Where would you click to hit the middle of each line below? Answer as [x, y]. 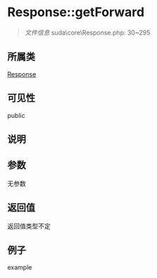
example [20, 267]
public [17, 115]
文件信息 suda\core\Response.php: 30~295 [87, 32]
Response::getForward [76, 12]
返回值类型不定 [29, 226]
